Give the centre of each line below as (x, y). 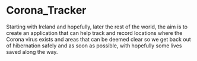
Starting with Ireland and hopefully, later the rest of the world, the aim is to (97, 27)
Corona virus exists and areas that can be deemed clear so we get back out (99, 39)
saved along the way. (32, 52)
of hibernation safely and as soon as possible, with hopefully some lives (94, 46)
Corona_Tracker (46, 10)
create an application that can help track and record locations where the (94, 33)
